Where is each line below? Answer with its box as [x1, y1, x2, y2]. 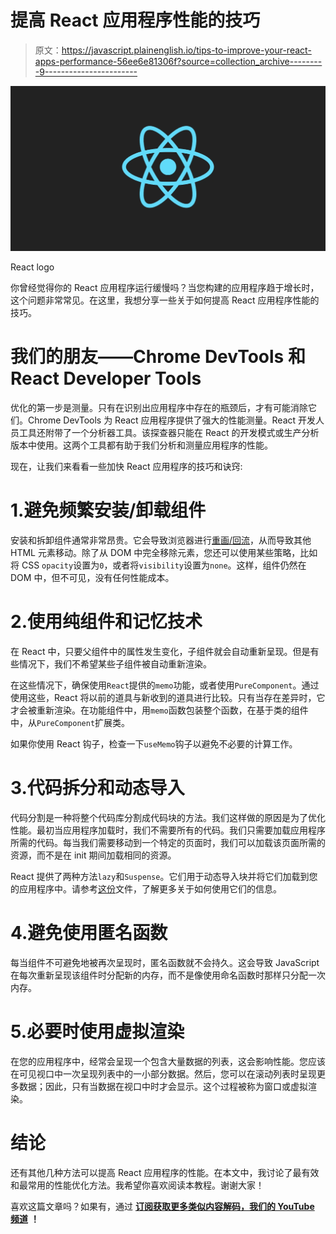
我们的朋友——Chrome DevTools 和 [10, 346, 306, 368]
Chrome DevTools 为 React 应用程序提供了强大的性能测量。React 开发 [27, 414, 317, 426]
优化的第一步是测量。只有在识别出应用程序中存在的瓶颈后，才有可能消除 [10, 402, 308, 414]
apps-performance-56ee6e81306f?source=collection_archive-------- [34, 55, 323, 67]
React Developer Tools [10, 367, 202, 390]
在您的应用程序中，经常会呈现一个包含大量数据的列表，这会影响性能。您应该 [10, 1055, 326, 1067]
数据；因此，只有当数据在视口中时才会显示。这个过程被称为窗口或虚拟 [18, 1080, 308, 1092]
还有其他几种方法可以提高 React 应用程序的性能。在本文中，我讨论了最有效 [10, 1166, 320, 1178]
